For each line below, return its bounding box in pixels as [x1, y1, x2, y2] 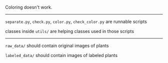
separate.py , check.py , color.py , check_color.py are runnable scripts [5, 18, 147, 24]
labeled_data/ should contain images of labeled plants [5, 52, 118, 58]
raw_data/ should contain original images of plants [5, 42, 109, 48]
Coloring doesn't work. [5, 4, 52, 10]
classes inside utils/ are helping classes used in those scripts [5, 28, 134, 34]
